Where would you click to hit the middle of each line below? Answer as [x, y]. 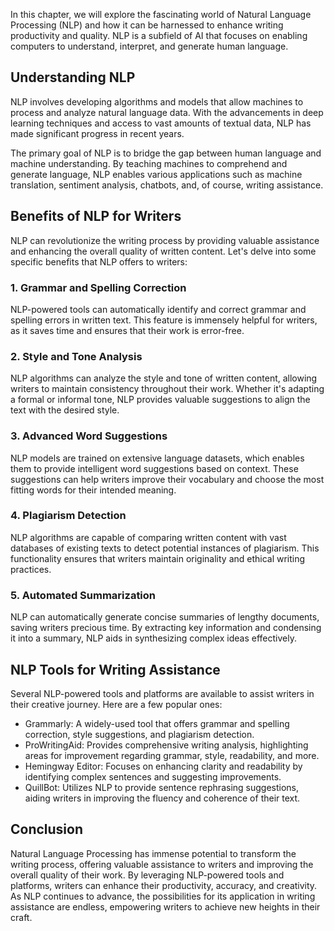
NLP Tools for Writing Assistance [115, 669]
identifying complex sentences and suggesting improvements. [153, 776]
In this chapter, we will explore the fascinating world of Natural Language [161, 14]
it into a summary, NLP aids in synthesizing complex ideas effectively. [153, 638]
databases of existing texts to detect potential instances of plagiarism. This [165, 548]
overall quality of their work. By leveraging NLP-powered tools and [147, 875]
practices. [31, 569]
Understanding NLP [73, 77]
